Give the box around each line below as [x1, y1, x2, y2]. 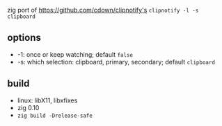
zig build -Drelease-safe [17, 112, 93, 119]
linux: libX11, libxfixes [17, 96, 78, 105]
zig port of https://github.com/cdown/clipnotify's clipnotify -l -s [7, 6, 199, 14]
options [7, 32, 42, 44]
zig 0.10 [17, 103, 40, 111]
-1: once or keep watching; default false [17, 50, 134, 58]
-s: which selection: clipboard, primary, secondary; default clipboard [17, 57, 216, 66]
